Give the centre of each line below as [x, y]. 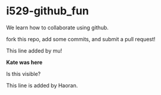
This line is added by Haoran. [42, 85]
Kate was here [24, 62]
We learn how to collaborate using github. [58, 27]
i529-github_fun [48, 11]
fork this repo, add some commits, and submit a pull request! [81, 39]
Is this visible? [23, 73]
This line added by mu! [34, 50]
